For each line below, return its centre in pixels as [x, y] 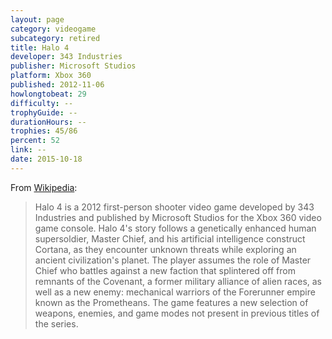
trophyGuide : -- [44, 112]
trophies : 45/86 [44, 131]
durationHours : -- [48, 122]
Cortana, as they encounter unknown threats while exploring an [165, 249]
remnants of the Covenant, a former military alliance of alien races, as [178, 281]
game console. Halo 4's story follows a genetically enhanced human [175, 228]
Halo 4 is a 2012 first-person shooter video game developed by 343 [174, 207]
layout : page [37, 19]
